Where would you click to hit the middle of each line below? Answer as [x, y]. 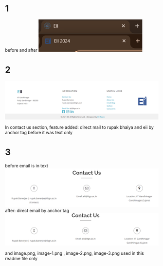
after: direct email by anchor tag [37, 211]
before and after [21, 50]
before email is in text [27, 165]
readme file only [21, 258]
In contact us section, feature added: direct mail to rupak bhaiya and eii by [80, 127]
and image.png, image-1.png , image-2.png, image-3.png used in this [75, 253]
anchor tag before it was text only [39, 132]
